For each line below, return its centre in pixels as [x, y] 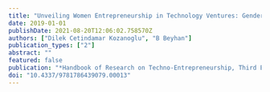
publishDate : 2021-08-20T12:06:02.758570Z [80, 30]
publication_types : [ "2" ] [51, 46]
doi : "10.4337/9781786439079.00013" [70, 75]
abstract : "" [30, 53]
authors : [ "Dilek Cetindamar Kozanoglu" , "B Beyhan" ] [100, 38]
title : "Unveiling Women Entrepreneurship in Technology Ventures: [124, 16]
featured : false [35, 61]
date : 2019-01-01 [37, 23]
